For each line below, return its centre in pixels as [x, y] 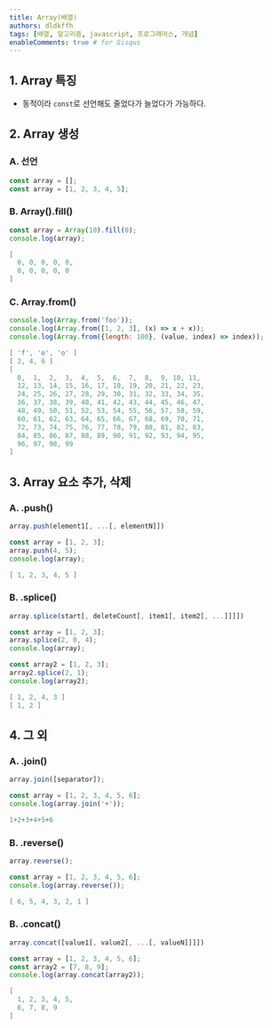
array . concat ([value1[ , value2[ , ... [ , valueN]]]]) [107, 943]
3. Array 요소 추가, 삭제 [70, 482]
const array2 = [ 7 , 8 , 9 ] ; [59, 967]
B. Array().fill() [41, 211]
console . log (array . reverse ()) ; [67, 885]
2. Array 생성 [44, 134]
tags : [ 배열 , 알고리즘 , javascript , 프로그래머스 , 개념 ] [104, 34]
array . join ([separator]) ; [57, 780]
